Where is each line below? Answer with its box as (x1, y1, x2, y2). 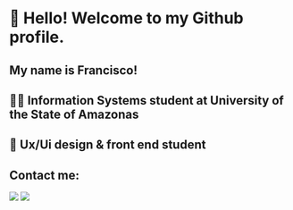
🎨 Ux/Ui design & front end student (9, 138, 206, 153)
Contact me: (9, 167, 80, 182)
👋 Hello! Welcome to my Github (9, 8, 244, 29)
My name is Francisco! (9, 63, 138, 78)
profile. (9, 27, 65, 47)
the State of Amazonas (9, 106, 139, 122)
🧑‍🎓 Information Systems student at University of (9, 93, 284, 108)
